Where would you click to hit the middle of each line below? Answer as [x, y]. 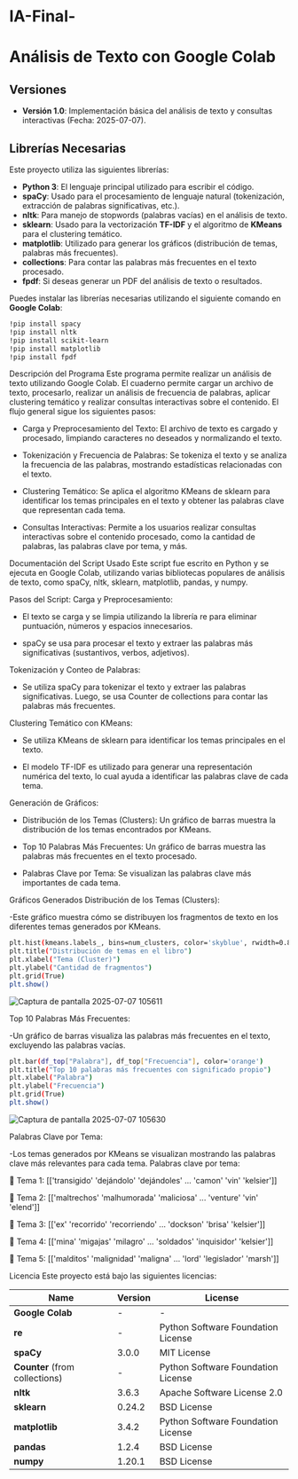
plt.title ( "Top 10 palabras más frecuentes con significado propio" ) [141, 1070]
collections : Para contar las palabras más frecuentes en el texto [139, 262]
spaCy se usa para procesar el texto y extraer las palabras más [137, 643]
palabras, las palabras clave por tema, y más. [105, 547]
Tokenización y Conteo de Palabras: [75, 670]
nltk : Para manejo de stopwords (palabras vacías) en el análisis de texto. [155, 215]
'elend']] [24, 1207]
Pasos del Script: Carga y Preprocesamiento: [91, 600]
